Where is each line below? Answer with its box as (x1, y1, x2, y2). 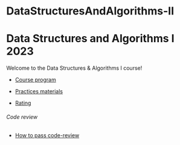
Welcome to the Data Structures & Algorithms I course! (6, 64, 143, 72)
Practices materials (14, 88, 63, 95)
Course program (14, 76, 56, 84)
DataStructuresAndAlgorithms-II (6, 4, 175, 18)
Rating (14, 99, 31, 106)
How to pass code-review (14, 132, 80, 139)
